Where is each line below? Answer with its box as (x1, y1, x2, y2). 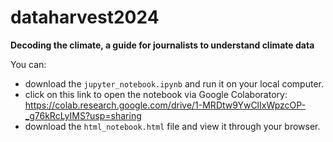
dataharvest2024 (10, 6, 160, 29)
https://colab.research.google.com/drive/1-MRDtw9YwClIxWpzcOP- (24, 99, 307, 111)
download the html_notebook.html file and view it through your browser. (24, 120, 321, 132)
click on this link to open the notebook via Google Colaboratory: (24, 88, 288, 100)
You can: (10, 58, 47, 70)
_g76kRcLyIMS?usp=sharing (24, 109, 142, 121)
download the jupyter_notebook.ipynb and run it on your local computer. (24, 77, 324, 90)
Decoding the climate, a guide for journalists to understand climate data (10, 39, 315, 51)
